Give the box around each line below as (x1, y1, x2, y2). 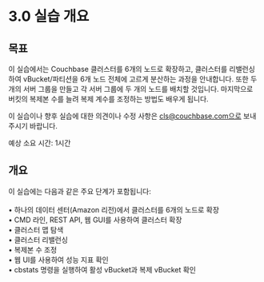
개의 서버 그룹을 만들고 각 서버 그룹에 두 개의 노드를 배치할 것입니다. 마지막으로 (8, 85, 254, 93)
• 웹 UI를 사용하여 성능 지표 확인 (8, 255, 110, 264)
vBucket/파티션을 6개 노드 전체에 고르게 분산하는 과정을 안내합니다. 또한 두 (22, 74, 258, 84)
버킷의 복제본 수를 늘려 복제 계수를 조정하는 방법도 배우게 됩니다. (8, 94, 210, 104)
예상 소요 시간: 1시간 (8, 138, 71, 148)
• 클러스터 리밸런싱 (8, 235, 68, 244)
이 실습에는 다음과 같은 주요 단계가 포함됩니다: (8, 186, 152, 196)
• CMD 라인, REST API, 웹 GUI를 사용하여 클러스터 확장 (8, 215, 182, 224)
